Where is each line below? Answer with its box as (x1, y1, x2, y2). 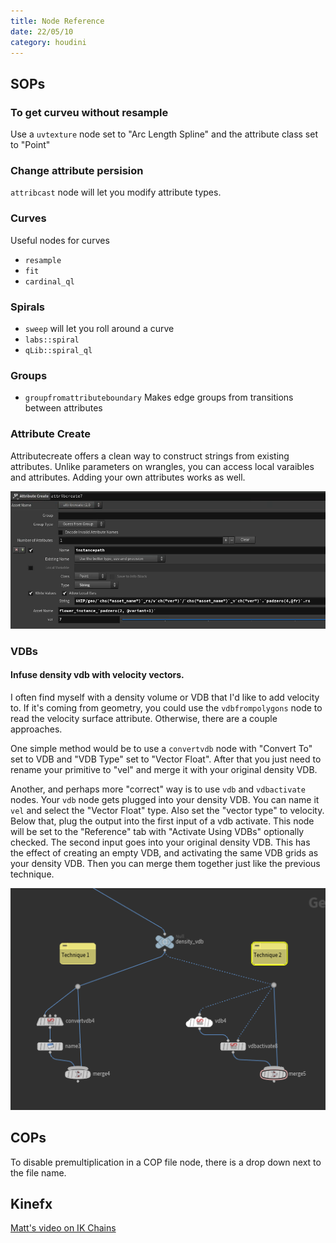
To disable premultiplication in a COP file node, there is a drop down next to (10, 1156, 322, 1168)
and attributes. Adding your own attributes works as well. (10, 471, 246, 483)
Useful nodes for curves (10, 234, 110, 246)
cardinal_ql (24, 276, 75, 287)
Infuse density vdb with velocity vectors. (10, 669, 185, 681)
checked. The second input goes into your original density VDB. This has (10, 836, 311, 849)
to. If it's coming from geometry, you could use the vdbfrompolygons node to (10, 702, 323, 714)
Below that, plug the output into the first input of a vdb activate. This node (10, 815, 315, 827)
